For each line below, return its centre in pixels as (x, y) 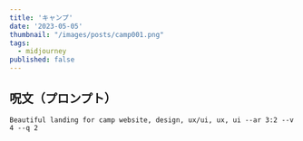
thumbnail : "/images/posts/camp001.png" (87, 34)
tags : (20, 43)
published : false (42, 60)
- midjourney (42, 52)
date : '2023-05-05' (46, 26)
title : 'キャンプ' (41, 18)
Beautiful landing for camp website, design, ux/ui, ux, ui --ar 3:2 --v (152, 120)
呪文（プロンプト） (63, 99)
